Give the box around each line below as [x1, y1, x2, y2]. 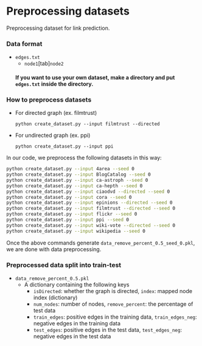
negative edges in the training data [33, 319, 120, 327]
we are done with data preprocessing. [6, 245, 102, 253]
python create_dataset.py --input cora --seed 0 [6, 194, 132, 200]
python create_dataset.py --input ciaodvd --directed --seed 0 [6, 189, 170, 195]
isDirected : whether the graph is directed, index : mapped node [33, 287, 193, 294]
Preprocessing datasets [6, 4, 130, 18]
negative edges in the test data [33, 333, 111, 340]
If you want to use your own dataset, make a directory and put [15, 74, 175, 81]
